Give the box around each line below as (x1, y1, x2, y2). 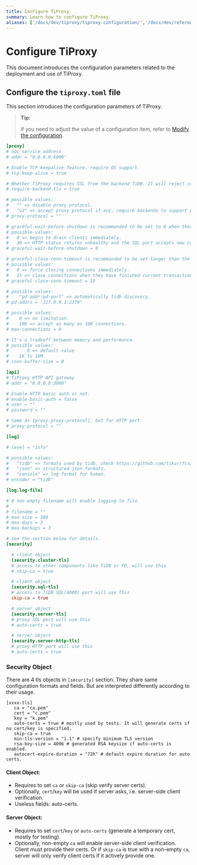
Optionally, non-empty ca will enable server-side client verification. (14, 839, 176, 846)
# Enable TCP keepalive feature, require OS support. (6, 165, 141, 171)
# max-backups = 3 (6, 525, 51, 531)
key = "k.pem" (13, 715, 49, 721)
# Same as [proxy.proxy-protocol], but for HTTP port (6, 418, 141, 424)
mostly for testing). (14, 833, 61, 840)
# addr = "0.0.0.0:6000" (6, 154, 67, 160)
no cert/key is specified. (6, 725, 72, 732)
